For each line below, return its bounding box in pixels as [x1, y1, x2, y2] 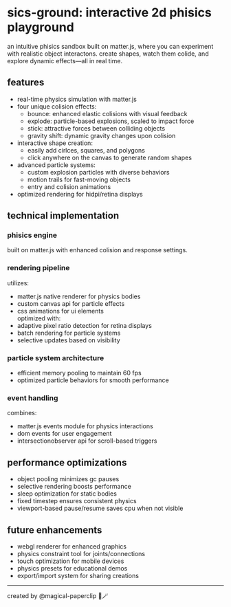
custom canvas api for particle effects [16, 299, 125, 307]
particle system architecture [7, 353, 104, 362]
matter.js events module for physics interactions [16, 422, 153, 430]
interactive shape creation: [16, 139, 93, 147]
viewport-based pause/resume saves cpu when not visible [16, 504, 184, 513]
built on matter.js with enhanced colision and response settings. [7, 246, 188, 254]
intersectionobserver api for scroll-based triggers [16, 437, 157, 445]
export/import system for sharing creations [16, 571, 140, 580]
